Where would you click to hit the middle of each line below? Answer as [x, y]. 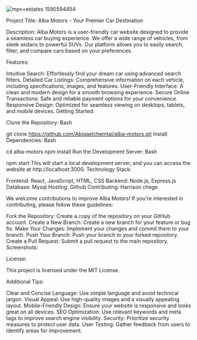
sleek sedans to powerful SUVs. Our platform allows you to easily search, [95, 44]
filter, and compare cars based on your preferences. [69, 51]
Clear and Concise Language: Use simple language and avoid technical [92, 293]
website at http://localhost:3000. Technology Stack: [69, 169]
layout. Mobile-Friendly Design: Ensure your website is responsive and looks [98, 306]
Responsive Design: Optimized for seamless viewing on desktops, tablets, [96, 105]
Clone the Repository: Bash [39, 123]
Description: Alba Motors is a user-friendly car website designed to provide [97, 32]
